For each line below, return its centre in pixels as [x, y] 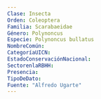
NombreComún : [26, 46]
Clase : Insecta [29, 14]
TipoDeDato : [24, 78]
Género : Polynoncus [35, 33]
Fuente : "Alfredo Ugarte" [44, 85]
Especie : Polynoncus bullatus [51, 40]
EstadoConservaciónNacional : [49, 59]
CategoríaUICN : [29, 53]
